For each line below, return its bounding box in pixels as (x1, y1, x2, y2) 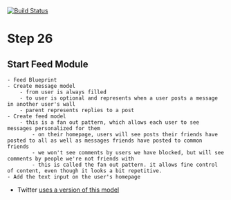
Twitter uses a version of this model (17, 185, 120, 194)
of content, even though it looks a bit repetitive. (7, 167, 163, 174)
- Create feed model (7, 113, 67, 120)
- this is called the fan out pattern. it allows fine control (32, 161, 218, 168)
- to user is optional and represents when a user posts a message (19, 95, 218, 102)
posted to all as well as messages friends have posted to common (7, 137, 203, 144)
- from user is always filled (19, 89, 107, 96)
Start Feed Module (7, 58, 89, 70)
